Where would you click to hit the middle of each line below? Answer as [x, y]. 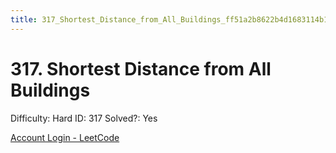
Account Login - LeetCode [65, 137]
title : [24, 19]
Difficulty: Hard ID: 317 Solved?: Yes [84, 118]
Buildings [50, 90]
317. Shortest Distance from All [141, 68]
